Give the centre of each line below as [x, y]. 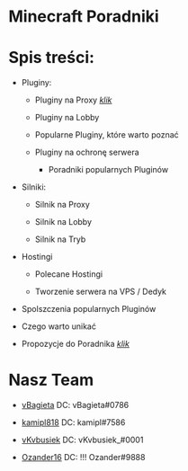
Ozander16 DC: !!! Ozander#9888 [83, 458]
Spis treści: [52, 58]
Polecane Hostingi [69, 274]
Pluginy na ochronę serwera [87, 152]
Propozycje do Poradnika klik [75, 344]
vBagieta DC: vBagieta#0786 [75, 405]
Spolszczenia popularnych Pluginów [89, 309]
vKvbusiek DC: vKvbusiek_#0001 [82, 440]
